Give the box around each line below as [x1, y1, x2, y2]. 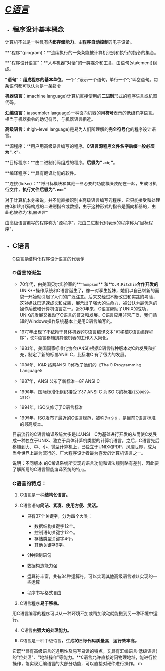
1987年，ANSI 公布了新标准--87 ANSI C [19, 378, 100, 384]
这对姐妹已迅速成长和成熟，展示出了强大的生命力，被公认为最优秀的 [19, 300, 158, 306]
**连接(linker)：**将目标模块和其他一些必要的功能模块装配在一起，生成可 [5, 181, 153, 186]
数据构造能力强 [27, 563, 57, 569]
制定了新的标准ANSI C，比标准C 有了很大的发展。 [28, 352, 129, 358]
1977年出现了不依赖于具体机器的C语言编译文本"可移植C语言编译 [19, 329, 149, 335]
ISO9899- [133, 390, 151, 395]
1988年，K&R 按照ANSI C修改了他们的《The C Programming [19, 362, 142, 368]
